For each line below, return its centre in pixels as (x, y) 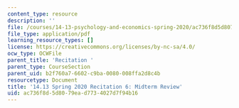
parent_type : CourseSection (49, 67)
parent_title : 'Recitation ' (51, 60)
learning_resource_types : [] (51, 40)
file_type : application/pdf (49, 34)
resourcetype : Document (43, 80)
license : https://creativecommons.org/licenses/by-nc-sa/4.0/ (101, 47)
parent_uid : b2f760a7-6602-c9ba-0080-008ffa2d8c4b (84, 73)
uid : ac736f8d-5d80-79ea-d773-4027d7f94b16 (73, 93)
